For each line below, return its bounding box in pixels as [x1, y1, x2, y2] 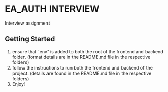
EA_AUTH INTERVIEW [5, 3, 100, 15]
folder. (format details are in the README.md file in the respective [12, 54, 151, 60]
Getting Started [5, 35, 55, 43]
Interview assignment [5, 20, 50, 26]
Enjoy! [12, 81, 26, 87]
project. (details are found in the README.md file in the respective [12, 70, 152, 76]
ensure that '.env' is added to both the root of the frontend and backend [12, 48, 164, 54]
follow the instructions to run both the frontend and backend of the [12, 64, 153, 71]
